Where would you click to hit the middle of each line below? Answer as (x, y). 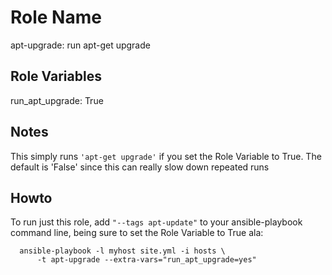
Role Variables (56, 76)
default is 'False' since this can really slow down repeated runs (140, 167)
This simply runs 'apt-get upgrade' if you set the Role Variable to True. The (166, 156)
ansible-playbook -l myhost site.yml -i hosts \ (122, 251)
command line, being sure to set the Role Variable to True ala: (137, 233)
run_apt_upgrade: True (57, 100)
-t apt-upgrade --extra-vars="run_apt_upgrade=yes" (146, 260)
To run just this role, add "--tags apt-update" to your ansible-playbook (156, 222)
